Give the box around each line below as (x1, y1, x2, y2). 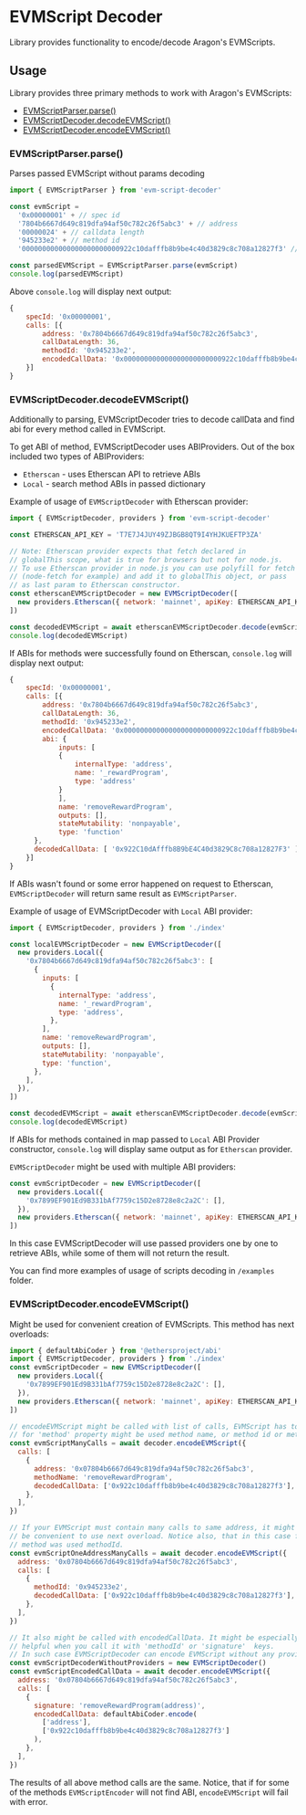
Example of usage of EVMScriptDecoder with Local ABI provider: (9, 906, 253, 917)
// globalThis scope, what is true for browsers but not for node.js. (9, 555, 283, 564)
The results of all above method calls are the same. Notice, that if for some (9, 1777, 290, 1788)
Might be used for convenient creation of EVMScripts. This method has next (9, 1318, 295, 1329)
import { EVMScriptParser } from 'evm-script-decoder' (9, 185, 222, 195)
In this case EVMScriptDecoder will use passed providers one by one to (9, 1238, 279, 1249)
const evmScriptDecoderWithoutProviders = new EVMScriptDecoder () (9, 1659, 267, 1668)
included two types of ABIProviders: (9, 451, 145, 462)
